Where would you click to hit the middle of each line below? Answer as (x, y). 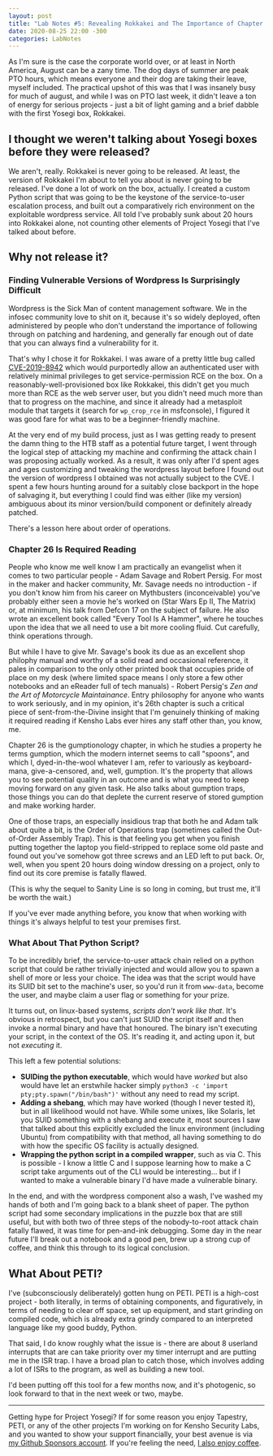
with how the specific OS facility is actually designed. (109, 1146)
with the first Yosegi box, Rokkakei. (67, 114)
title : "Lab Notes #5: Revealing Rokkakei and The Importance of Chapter (136, 24)
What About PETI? (56, 1274)
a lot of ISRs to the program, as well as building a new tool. (106, 1369)
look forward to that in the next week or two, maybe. (96, 1393)
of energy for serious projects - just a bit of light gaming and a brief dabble (134, 105)
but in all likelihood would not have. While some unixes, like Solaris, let (138, 1111)
